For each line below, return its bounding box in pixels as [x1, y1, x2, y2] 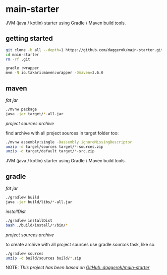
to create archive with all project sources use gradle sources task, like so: [5, 241, 156, 247]
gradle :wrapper [5, 66, 39, 70]
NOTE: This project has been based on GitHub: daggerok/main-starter [5, 265, 150, 271]
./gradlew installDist [5, 218, 53, 223]
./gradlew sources [5, 251, 44, 256]
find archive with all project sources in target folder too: [5, 130, 119, 136]
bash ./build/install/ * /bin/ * [5, 222, 68, 228]
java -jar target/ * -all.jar [5, 111, 64, 116]
